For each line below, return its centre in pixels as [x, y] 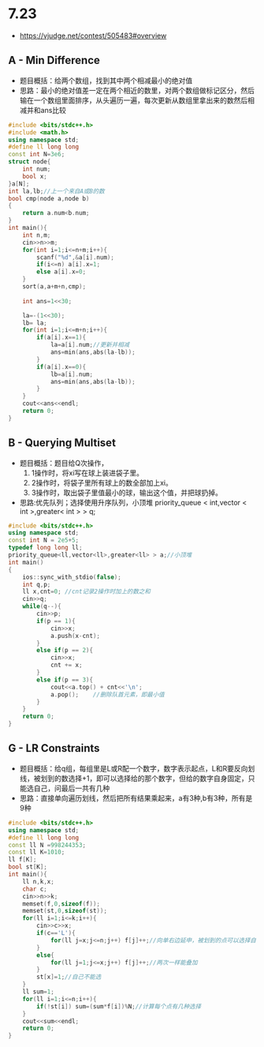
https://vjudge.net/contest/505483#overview [93, 36]
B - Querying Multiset [62, 443]
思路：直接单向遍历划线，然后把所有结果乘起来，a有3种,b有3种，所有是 [136, 797]
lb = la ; [35, 323]
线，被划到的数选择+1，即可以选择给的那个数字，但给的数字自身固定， [134, 778]
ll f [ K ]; [22, 860]
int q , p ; [37, 584]
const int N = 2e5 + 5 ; [44, 540]
